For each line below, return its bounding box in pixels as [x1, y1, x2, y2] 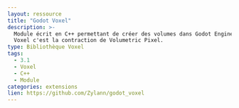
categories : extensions [7, 83, 78, 90]
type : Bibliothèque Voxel [7, 43, 84, 50]
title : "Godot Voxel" [7, 17, 72, 24]
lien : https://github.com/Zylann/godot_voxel [7, 90, 144, 97]
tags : [7, 50, 23, 58]
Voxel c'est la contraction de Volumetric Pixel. [14, 37, 164, 44]
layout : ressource [7, 10, 62, 18]
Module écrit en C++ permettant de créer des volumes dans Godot [14, 30, 212, 38]
